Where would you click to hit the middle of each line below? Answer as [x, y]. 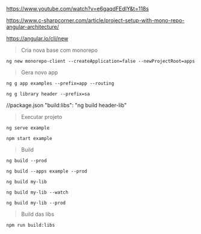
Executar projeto [42, 117]
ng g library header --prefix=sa [48, 94]
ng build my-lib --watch [37, 192]
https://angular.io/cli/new [37, 38]
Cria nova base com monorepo [59, 50]
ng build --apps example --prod [47, 171]
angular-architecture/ [32, 27]
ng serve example [28, 128]
